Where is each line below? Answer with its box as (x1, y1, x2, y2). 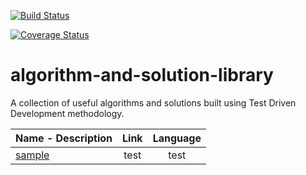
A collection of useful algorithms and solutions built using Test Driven (10, 96, 297, 109)
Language (152, 131, 202, 145)
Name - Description (15, 131, 113, 145)
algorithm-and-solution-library (10, 64, 274, 87)
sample (15, 148, 50, 162)
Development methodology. (10, 107, 125, 119)
